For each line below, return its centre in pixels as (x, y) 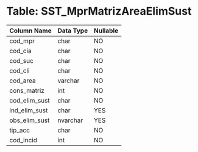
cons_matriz (27, 90)
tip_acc (20, 130)
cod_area (23, 81)
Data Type (73, 31)
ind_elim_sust (29, 110)
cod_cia (20, 51)
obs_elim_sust (30, 120)
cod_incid (23, 140)
